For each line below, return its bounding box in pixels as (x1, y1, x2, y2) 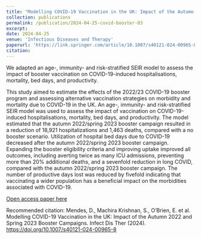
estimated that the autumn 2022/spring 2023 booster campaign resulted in (6, 120, 191, 127)
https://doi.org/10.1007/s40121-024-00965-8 (6, 225, 117, 233)
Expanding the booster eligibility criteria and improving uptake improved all (6, 145, 191, 152)
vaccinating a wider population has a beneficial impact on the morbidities (6, 177, 187, 184)
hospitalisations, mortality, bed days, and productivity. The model (28, 114, 188, 121)
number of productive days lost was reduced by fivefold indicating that (6, 171, 181, 178)
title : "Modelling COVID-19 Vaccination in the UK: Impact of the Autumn (6, 8, 194, 15)
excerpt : (6, 25, 28, 32)
